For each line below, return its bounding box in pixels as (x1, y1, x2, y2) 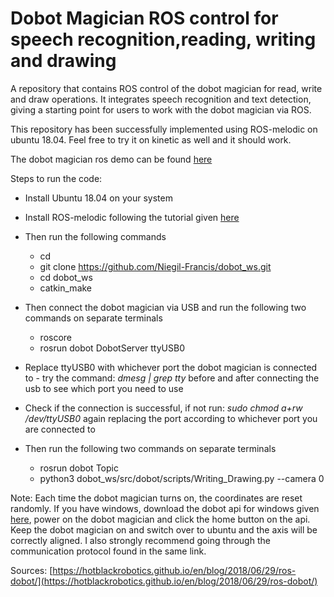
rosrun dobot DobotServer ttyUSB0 (39, 342, 185, 354)
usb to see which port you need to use (24, 382, 184, 394)
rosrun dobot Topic (39, 462, 119, 474)
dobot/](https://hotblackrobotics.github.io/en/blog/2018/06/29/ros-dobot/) (10, 575, 318, 587)
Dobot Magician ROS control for (10, 7, 279, 30)
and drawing (10, 50, 117, 72)
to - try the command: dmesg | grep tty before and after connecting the (24, 372, 320, 384)
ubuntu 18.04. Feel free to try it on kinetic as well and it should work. (10, 133, 292, 146)
